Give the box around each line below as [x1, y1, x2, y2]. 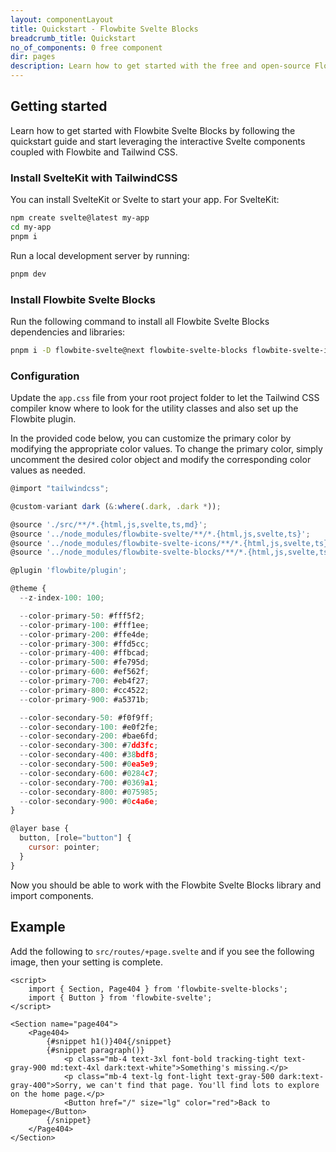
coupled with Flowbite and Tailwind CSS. [10, 146, 178, 158]
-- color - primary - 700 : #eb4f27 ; [19, 676, 150, 686]
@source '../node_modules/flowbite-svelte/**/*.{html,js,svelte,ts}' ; [10, 529, 311, 539]
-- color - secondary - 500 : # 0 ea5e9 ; [19, 759, 159, 770]
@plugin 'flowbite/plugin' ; [10, 566, 128, 576]
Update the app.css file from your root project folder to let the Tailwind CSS [10, 392, 320, 404]
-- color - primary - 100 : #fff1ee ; [19, 620, 150, 630]
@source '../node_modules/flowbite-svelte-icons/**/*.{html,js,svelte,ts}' [10, 538, 333, 548]
